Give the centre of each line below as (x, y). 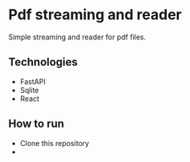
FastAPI (32, 81)
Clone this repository (55, 143)
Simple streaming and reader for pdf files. (77, 37)
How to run (36, 124)
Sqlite (29, 90)
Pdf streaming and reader (95, 15)
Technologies (43, 62)
